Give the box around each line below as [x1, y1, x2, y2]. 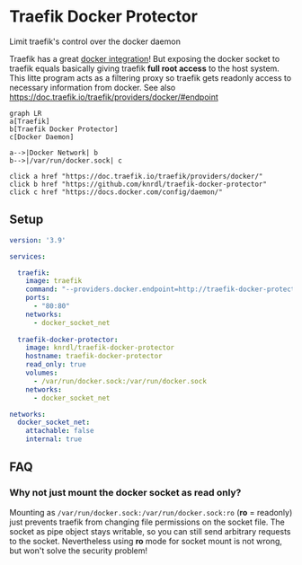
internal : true [25, 435, 83, 444]
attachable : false [25, 427, 94, 436]
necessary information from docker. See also [9, 82, 176, 93]
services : [9, 252, 47, 261]
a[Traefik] [9, 117, 50, 126]
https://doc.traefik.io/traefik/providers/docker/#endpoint [9, 92, 218, 102]
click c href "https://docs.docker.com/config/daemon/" [9, 187, 223, 197]
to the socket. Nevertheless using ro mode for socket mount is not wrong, [9, 535, 283, 546]
